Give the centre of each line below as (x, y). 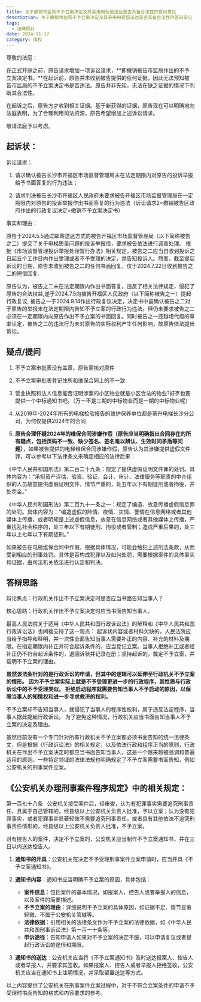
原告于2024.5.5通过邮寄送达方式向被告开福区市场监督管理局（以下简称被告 (98, 235)
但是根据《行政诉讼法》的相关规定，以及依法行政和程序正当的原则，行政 (106, 745)
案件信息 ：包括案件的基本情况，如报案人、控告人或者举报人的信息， (108, 892)
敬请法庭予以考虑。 (30, 126)
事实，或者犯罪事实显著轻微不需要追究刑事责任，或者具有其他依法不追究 (100, 819)
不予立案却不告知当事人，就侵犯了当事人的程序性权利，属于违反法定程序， (98, 709)
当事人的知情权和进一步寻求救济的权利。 (61, 697)
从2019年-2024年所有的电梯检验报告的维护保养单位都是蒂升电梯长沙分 (102, 413)
